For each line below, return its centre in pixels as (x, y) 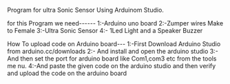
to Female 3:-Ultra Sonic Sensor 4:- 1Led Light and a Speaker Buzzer (105, 31)
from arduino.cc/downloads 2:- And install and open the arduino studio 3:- (113, 51)
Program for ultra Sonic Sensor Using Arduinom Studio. (85, 10)
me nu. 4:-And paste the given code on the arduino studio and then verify (112, 66)
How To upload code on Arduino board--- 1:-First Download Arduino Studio (114, 44)
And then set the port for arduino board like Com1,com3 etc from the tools (112, 59)
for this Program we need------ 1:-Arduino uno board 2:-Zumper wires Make (115, 23)
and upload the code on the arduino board (67, 73)
